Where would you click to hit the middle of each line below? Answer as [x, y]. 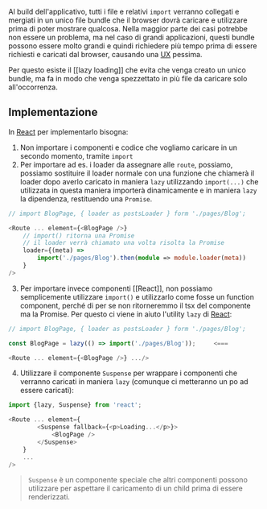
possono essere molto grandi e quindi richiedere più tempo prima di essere [133, 46]
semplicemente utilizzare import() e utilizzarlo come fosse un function [137, 296]
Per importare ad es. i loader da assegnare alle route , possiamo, [126, 164]
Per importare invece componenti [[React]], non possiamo [116, 288]
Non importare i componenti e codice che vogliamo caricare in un [129, 147]
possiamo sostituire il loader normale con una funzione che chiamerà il [137, 173]
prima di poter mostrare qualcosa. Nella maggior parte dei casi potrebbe [128, 29]
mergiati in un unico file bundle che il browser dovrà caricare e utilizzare [128, 20]
